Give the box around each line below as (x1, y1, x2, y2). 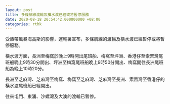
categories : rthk (5, 21, 42, 27)
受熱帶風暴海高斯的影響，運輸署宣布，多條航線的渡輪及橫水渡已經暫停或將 (5, 36, 160, 42)
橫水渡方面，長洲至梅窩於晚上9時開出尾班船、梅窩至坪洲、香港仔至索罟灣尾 (5, 53, 163, 59)
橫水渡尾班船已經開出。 (5, 83, 54, 89)
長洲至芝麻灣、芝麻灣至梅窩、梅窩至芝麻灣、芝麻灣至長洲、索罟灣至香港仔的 (5, 76, 165, 82)
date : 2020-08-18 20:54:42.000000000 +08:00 (5, 17, 101, 22)
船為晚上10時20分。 (5, 66, 47, 72)
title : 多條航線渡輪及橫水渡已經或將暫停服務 (5, 12, 90, 17)
